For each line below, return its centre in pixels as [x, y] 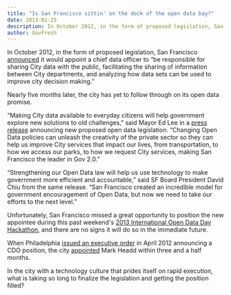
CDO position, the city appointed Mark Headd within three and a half [104, 250]
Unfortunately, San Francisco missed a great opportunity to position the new [115, 215]
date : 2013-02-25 [32, 20]
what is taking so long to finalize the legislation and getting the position [108, 278]
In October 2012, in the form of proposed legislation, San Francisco [102, 52]
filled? [16, 285]
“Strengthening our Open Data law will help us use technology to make [108, 173]
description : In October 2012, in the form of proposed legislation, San [115, 26]
